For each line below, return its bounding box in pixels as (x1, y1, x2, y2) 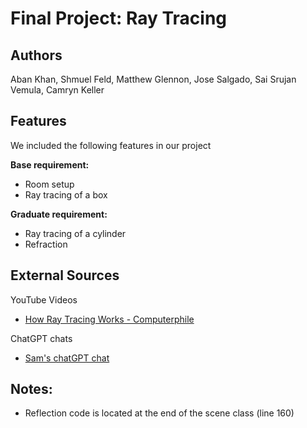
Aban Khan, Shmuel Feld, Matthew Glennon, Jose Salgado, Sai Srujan (10, 73, 297, 85)
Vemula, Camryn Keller (10, 84, 105, 96)
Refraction (24, 238, 68, 250)
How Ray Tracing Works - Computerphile (24, 313, 195, 325)
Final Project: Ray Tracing (10, 7, 228, 30)
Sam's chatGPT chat (24, 352, 110, 364)
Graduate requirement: (10, 208, 108, 220)
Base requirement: (10, 158, 90, 171)
